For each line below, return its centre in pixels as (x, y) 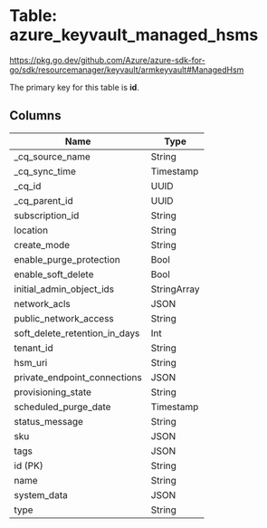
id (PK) (29, 466)
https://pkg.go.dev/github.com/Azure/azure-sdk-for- (107, 60)
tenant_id (34, 348)
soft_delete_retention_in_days (77, 333)
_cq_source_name (52, 157)
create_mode (42, 245)
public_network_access (64, 318)
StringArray (175, 289)
